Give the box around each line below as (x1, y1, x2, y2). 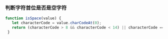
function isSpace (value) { (5, 16, 61, 21)
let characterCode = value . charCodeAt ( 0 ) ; (11, 21, 101, 26)
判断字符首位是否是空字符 (5, 4, 67, 11)
